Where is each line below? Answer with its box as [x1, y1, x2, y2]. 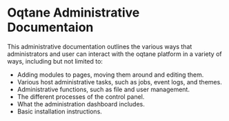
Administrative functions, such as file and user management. [17, 85, 190, 93]
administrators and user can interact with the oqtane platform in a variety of [7, 50, 222, 58]
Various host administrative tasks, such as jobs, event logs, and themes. [17, 77, 222, 86]
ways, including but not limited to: [7, 57, 103, 65]
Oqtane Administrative [7, 5, 140, 21]
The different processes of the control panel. [17, 92, 145, 101]
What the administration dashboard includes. [17, 100, 145, 108]
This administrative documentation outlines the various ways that [7, 42, 192, 50]
